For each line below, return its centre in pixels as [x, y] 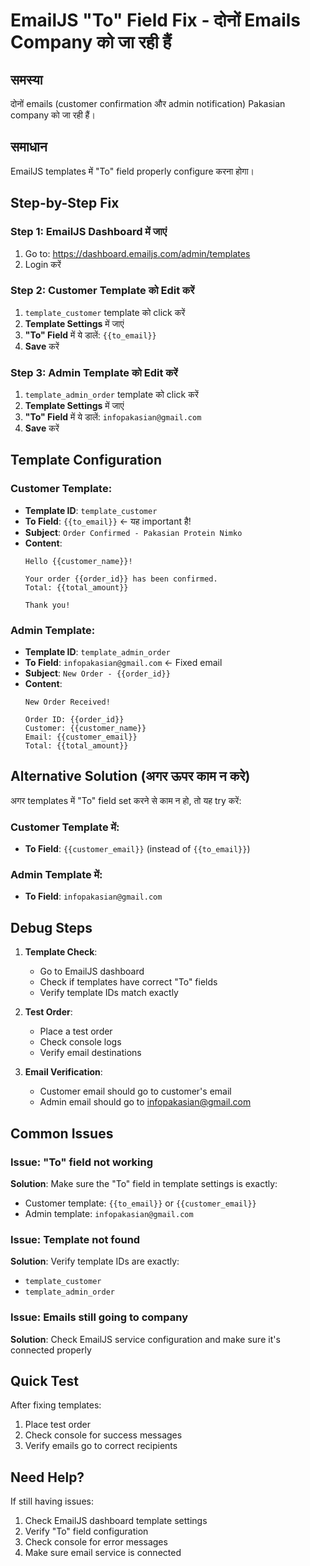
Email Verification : [63, 1072]
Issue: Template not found [75, 1239]
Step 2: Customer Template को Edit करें [102, 291]
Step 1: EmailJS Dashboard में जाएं [88, 232]
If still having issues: [52, 1501]
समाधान [29, 147]
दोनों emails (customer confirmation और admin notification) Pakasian [148, 103]
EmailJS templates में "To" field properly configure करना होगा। [132, 171]
